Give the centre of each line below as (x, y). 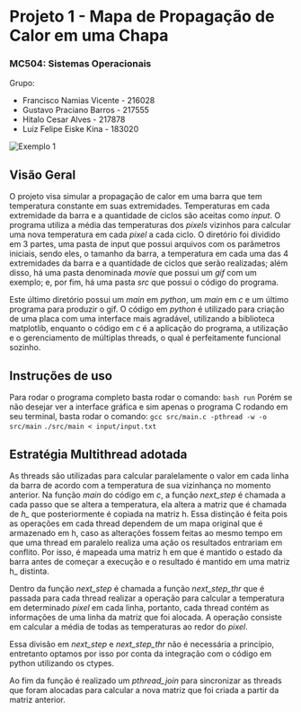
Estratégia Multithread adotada (98, 454)
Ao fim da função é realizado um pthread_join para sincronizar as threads (146, 681)
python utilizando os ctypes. (62, 663)
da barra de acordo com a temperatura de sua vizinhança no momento (140, 485)
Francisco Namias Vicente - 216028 (89, 101)
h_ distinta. (29, 571)
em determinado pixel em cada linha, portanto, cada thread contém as (139, 607)
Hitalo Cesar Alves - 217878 (74, 119)
